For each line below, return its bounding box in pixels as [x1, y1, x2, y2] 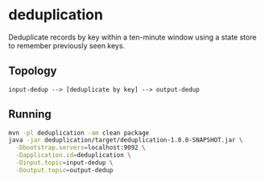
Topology [8, 64, 57, 78]
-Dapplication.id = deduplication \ [15, 151, 131, 159]
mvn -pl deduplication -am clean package [8, 129, 150, 137]
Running [8, 107, 52, 122]
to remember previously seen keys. [8, 40, 126, 50]
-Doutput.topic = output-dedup [15, 166, 114, 174]
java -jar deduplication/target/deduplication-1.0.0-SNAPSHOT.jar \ [8, 136, 243, 144]
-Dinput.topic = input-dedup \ [15, 159, 114, 167]
